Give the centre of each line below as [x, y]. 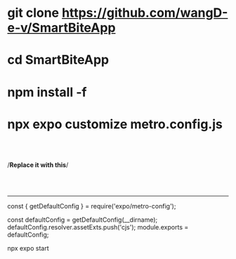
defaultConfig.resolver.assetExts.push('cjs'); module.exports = [98, 227]
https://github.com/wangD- [145, 13]
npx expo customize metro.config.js [115, 124]
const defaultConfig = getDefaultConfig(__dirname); [83, 220]
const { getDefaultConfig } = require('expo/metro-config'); [92, 206]
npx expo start [28, 248]
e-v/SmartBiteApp [61, 28]
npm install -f [47, 92]
